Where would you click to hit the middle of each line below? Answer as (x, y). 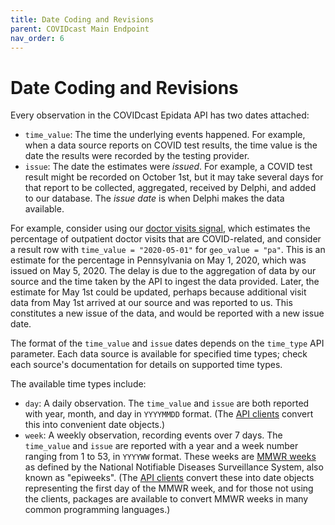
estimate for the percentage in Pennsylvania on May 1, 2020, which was (158, 260)
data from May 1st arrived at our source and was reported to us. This (151, 303)
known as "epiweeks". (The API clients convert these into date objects (169, 478)
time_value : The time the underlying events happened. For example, (165, 135)
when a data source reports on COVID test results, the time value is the (171, 145)
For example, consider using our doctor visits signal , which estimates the (160, 228)
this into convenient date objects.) (95, 425)
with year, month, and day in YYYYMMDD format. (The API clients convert (169, 414)
